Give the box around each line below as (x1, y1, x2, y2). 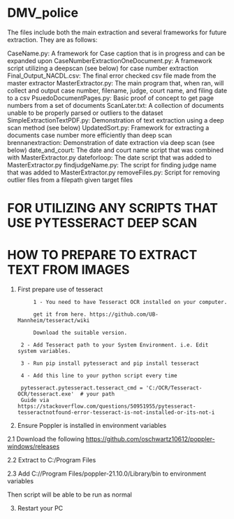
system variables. (17, 348, 71, 355)
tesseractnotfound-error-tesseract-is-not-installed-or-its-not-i (17, 409, 215, 416)
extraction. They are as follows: (7, 35, 98, 43)
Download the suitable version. (33, 329, 128, 337)
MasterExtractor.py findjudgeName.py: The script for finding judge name (7, 160, 217, 169)
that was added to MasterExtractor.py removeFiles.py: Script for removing (7, 168, 220, 177)
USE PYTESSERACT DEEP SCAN (7, 215, 198, 231)
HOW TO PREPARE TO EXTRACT (7, 247, 198, 263)
